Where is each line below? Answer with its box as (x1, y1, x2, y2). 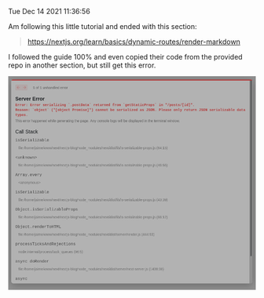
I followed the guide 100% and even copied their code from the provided (8, 53, 243, 61)
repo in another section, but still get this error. (8, 60, 156, 70)
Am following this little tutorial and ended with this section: (8, 22, 198, 31)
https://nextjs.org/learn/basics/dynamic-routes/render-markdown (27, 37, 241, 46)
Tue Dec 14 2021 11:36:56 (8, 7, 90, 16)
